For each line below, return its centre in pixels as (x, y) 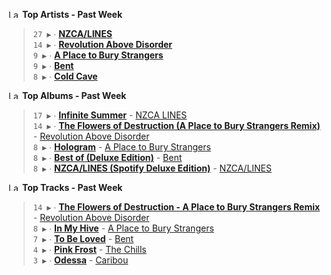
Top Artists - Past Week (72, 14)
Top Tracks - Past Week (72, 187)
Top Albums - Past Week (74, 95)
